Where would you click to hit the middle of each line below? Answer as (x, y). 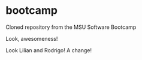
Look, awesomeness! (32, 38)
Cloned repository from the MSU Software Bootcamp (71, 27)
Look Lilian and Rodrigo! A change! (49, 50)
